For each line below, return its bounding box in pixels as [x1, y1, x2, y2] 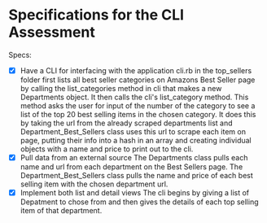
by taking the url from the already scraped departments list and [20, 118, 234, 128]
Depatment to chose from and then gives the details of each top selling [20, 197, 259, 207]
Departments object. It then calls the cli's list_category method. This [20, 92, 249, 102]
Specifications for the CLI [8, 6, 185, 24]
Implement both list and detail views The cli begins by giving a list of [20, 188, 250, 198]
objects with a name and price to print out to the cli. [20, 144, 194, 154]
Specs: [8, 50, 33, 59]
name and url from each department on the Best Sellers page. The [20, 162, 243, 172]
